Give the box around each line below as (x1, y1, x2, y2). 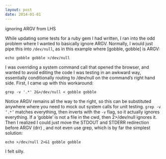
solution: (5, 130, 23, 136)
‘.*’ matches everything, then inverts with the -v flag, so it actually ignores (5, 109, 160, 115)
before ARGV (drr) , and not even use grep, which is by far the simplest (5, 125, 151, 131)
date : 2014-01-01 (5, 12, 41, 17)
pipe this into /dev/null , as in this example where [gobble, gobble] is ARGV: (5, 46, 160, 52)
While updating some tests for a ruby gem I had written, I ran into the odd (5, 35, 155, 41)
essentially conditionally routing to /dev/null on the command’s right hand (5, 75, 156, 80)
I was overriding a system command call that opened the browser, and (5, 64, 149, 70)
